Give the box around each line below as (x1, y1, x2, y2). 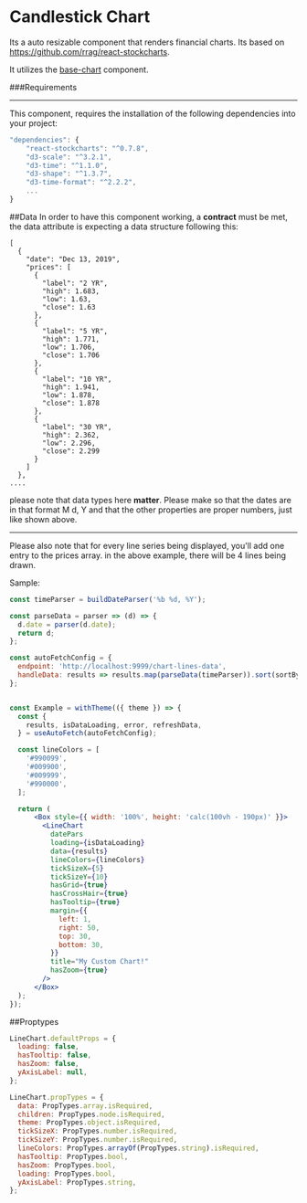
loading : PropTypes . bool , (17, 1169, 117, 1178)
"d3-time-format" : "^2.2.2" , (26, 178, 137, 187)
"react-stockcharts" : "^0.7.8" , (26, 143, 149, 153)
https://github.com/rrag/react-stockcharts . (9, 46, 171, 57)
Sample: (9, 577, 41, 588)
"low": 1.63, (42, 294, 92, 303)
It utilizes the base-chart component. (9, 64, 149, 75)
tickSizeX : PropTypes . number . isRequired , (17, 1126, 178, 1136)
